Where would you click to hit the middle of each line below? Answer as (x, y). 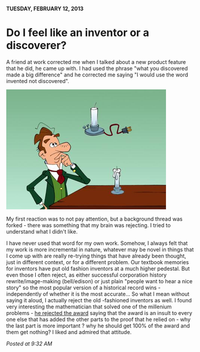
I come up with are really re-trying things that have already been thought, (96, 256)
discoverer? (36, 46)
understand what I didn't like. (42, 231)
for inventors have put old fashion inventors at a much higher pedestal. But (98, 268)
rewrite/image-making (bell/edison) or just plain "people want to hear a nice (99, 281)
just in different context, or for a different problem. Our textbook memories (98, 262)
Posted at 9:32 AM (29, 344)
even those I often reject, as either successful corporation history (87, 275)
